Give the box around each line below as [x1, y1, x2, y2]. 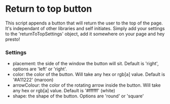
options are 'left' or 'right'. [12, 66, 67, 72]
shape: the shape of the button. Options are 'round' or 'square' [12, 93, 144, 99]
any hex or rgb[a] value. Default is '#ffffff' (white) [12, 88, 116, 94]
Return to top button [5, 3, 92, 15]
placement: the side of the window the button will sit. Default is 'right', [12, 61, 159, 67]
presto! [5, 36, 20, 42]
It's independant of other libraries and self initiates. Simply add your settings [5, 25, 165, 31]
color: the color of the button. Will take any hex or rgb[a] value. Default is [12, 71, 165, 77]
